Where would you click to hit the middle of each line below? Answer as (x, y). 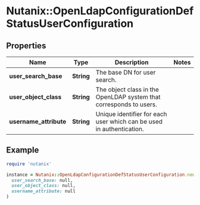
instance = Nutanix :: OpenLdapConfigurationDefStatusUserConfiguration (96, 175)
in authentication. (120, 129)
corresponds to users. (126, 104)
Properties (26, 46)
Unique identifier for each (132, 114)
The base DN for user (126, 72)
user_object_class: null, (44, 186)
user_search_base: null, (42, 180)
